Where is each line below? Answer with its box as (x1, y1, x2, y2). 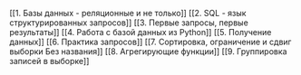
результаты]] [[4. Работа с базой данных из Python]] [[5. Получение (9, 27, 272, 37)
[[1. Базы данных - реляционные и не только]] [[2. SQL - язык (9, 8, 247, 18)
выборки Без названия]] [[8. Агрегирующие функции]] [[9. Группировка (9, 46, 287, 57)
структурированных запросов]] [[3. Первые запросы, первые (9, 17, 249, 28)
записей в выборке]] (9, 56, 90, 66)
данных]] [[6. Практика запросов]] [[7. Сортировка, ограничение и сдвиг (9, 36, 292, 47)
